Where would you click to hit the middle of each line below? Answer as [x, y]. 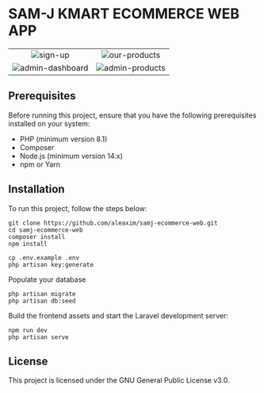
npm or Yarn [40, 164]
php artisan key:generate [51, 264]
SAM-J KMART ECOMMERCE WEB [124, 14]
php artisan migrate [42, 294]
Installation [36, 189]
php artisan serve [38, 337]
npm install [28, 244]
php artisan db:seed [42, 301]
